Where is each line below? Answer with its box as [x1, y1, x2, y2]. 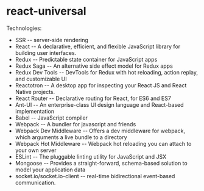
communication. [15, 179, 56, 186]
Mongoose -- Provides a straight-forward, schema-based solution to [15, 159, 188, 167]
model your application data [15, 166, 86, 173]
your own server [15, 146, 57, 154]
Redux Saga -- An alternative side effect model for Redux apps [15, 62, 174, 70]
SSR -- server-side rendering [15, 36, 88, 43]
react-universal [6, 4, 86, 18]
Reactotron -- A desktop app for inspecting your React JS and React [15, 81, 187, 89]
